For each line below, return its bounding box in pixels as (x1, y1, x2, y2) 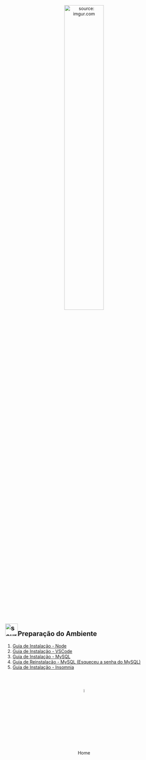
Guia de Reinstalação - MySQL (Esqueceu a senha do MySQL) (12, 658, 141, 664)
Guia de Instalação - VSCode (12, 648, 72, 654)
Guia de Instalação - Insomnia (12, 664, 74, 670)
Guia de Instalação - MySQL (12, 653, 71, 659)
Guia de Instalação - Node (12, 642, 66, 649)
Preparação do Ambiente (17, 629, 97, 638)
